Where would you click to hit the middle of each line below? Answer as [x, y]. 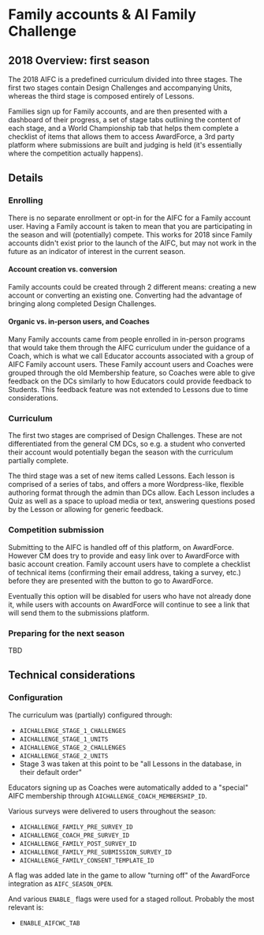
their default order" [51, 772]
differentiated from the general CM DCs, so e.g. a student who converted [127, 444]
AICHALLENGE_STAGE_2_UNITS [64, 756]
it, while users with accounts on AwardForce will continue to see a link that [129, 604]
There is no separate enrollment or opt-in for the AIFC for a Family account [129, 218]
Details [26, 178]
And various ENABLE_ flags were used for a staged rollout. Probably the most [131, 899]
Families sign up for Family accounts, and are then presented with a [118, 111]
